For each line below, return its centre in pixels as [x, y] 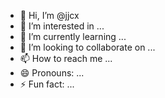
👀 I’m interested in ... [62, 26]
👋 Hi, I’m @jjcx [49, 15]
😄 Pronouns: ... [52, 73]
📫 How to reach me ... [66, 58]
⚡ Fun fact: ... [47, 84]
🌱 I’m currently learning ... [73, 36]
